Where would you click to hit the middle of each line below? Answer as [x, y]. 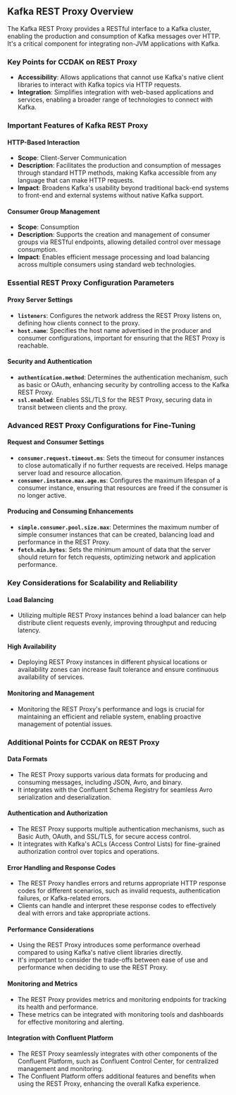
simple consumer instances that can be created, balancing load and [116, 534]
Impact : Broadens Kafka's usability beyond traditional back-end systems [123, 188]
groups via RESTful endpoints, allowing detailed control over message [119, 242]
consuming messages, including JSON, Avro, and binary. [100, 782]
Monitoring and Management [51, 693]
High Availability [32, 646]
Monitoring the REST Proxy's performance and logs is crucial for [111, 709]
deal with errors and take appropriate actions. [83, 913]
